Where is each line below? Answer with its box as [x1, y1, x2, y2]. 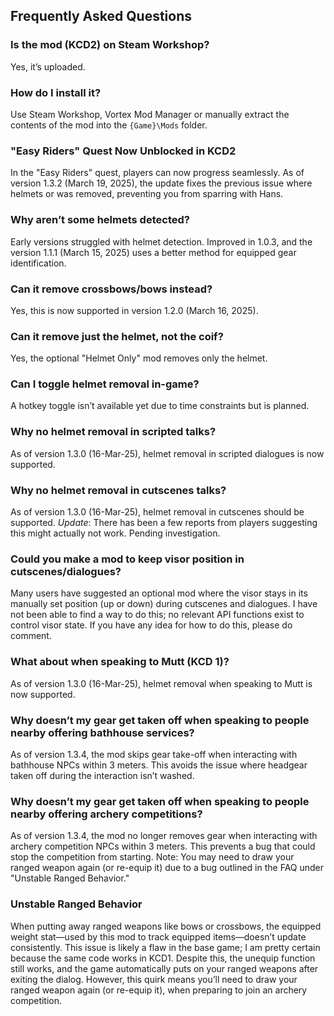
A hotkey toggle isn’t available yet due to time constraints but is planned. [10, 400, 310, 412]
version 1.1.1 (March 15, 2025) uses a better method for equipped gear [10, 246, 297, 258]
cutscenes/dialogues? [10, 564, 122, 578]
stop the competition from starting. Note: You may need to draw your [10, 851, 295, 863]
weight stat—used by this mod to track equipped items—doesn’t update [10, 930, 307, 943]
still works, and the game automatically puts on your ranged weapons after [10, 962, 319, 974]
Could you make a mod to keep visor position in [10, 552, 245, 566]
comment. [10, 630, 52, 642]
